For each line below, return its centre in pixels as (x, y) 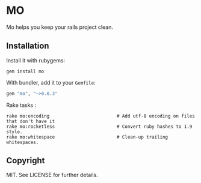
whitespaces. (23, 142)
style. (14, 132)
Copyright (26, 160)
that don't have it (31, 121)
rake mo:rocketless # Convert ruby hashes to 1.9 (99, 127)
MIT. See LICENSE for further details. (52, 175)
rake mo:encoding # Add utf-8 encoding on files (101, 116)
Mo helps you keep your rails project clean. (60, 27)
